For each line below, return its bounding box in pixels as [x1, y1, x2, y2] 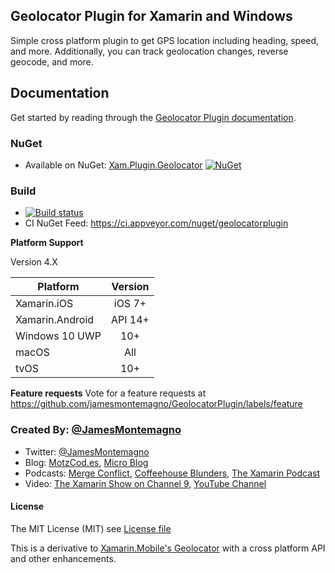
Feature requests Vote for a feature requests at [10, 387, 207, 399]
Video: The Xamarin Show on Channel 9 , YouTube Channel [24, 477, 267, 489]
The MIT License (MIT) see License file [10, 522, 172, 534]
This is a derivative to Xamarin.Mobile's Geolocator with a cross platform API [10, 542, 326, 554]
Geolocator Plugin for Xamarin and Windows [10, 8, 293, 25]
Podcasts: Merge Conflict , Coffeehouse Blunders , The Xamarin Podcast [24, 467, 321, 479]
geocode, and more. [10, 55, 94, 68]
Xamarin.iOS [15, 297, 74, 311]
